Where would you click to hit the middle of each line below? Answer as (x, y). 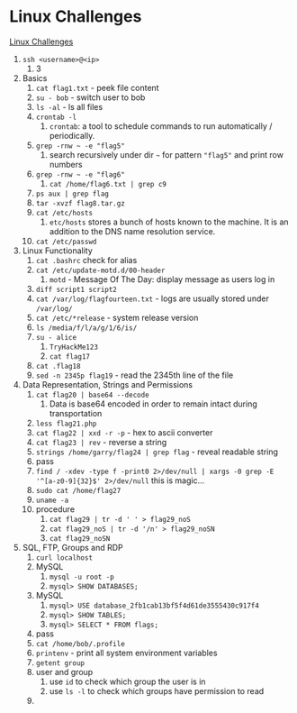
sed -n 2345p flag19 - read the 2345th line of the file (135, 375)
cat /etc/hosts (64, 213)
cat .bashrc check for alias (86, 260)
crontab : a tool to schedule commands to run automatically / (161, 126)
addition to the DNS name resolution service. (132, 231)
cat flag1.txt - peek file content (97, 87)
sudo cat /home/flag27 (78, 490)
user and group (64, 672)
